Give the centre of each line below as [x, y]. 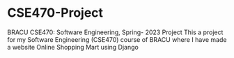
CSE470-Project [55, 13]
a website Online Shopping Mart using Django [73, 47]
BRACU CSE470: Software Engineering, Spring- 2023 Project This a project [115, 32]
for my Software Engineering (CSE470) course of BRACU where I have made [117, 39]
